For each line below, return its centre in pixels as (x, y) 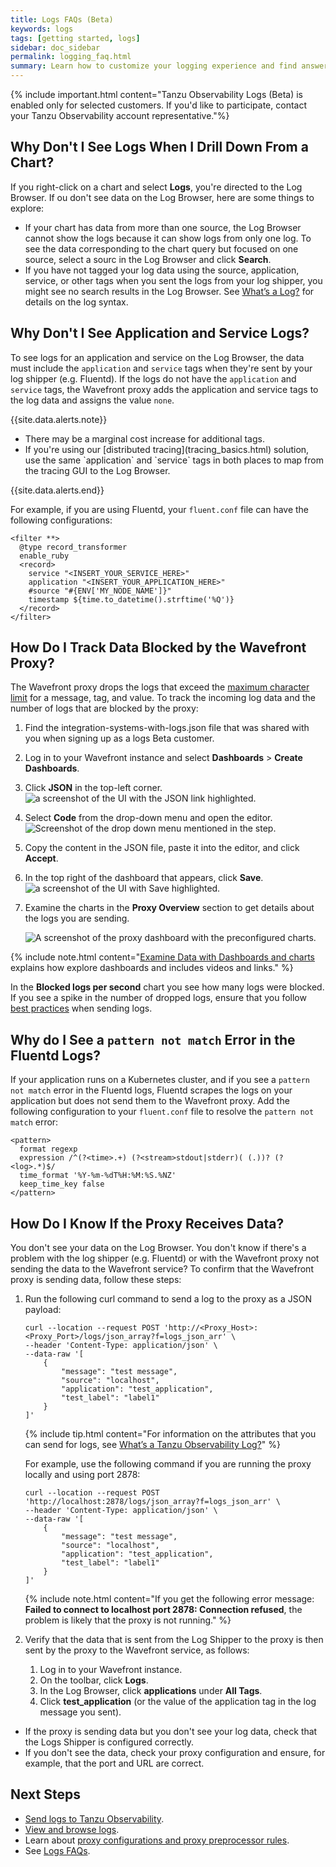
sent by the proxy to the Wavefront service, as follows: (137, 1650)
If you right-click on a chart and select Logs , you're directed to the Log (156, 187)
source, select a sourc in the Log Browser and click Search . (148, 259)
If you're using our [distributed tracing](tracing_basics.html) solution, (167, 449)
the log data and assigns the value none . (92, 400)
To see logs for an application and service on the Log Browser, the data (157, 357)
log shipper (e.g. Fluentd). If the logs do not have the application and (153, 378)
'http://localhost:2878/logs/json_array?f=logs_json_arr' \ (152, 1502)
